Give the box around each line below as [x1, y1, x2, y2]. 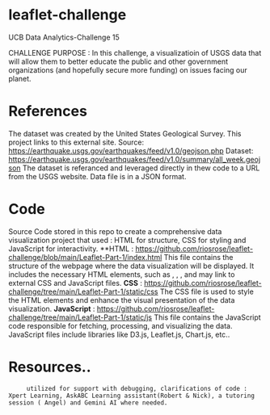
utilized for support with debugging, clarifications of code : [26, 384, 248, 392]
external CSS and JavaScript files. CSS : [8, 278, 143, 287]
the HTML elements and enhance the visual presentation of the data [8, 295, 235, 304]
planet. [8, 73, 32, 83]
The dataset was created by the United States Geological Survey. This [8, 128, 242, 138]
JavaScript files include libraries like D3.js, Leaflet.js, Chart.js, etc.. [8, 329, 230, 339]
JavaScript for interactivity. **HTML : [8, 244, 134, 254]
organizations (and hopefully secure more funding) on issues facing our [8, 65, 248, 74]
